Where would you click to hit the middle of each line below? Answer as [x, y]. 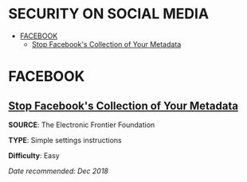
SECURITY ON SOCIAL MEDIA [109, 14]
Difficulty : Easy [34, 155]
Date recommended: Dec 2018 [59, 171]
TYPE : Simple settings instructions [65, 140]
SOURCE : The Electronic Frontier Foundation [82, 125]
